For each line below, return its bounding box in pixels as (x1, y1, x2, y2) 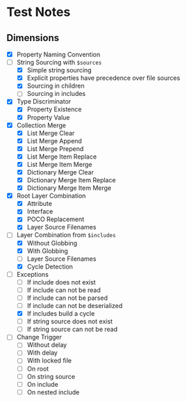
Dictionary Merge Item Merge (26, 184, 112, 192)
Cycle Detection (26, 262, 74, 271)
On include (26, 380, 58, 388)
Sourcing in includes (26, 90, 86, 98)
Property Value (26, 113, 70, 122)
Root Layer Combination (16, 192, 86, 200)
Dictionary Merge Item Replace (26, 176, 116, 184)
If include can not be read (26, 286, 101, 294)
